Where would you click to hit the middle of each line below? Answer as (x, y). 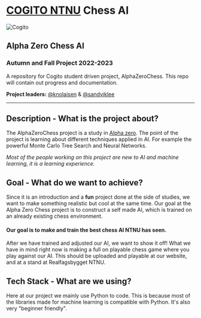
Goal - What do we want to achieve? (75, 183)
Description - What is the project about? (83, 118)
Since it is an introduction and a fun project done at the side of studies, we (98, 197)
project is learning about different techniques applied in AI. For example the (99, 139)
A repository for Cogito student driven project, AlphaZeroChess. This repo (98, 76)
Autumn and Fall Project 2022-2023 (60, 63)
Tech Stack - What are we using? (69, 281)
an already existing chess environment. (54, 216)
